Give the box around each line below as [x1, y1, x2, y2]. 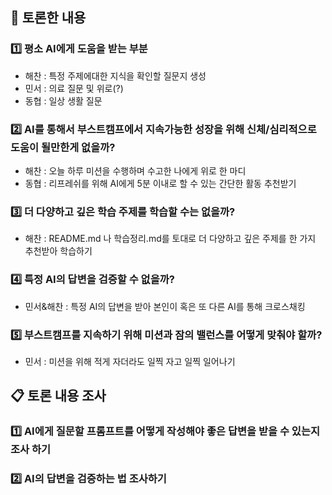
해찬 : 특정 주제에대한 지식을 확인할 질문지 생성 [24, 69, 207, 82]
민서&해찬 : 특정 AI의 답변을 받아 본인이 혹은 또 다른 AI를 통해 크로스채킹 [24, 300, 306, 312]
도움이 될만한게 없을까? [10, 140, 116, 154]
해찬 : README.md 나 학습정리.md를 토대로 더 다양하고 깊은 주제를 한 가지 [24, 233, 317, 245]
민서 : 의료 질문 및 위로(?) [24, 82, 124, 94]
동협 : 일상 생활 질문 [24, 94, 103, 107]
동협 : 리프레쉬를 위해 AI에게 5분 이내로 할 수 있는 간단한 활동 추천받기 [24, 177, 297, 189]
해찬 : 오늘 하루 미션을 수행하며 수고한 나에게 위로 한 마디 [24, 164, 247, 177]
